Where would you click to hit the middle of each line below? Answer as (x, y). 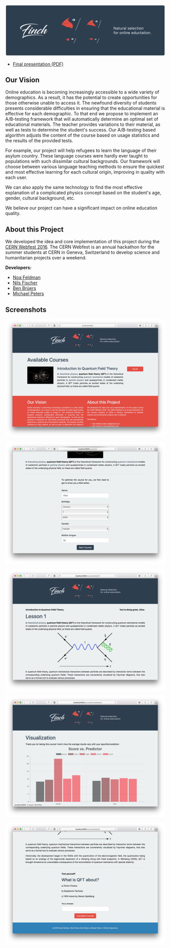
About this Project (35, 229)
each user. (16, 178)
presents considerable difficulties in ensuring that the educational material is (85, 108)
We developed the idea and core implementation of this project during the (82, 242)
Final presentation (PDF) (38, 64)
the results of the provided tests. (39, 141)
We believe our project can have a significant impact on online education (81, 208)
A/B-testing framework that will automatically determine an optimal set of (82, 119)
